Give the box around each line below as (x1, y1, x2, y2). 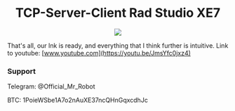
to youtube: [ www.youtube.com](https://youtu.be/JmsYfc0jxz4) (7, 48, 192, 57)
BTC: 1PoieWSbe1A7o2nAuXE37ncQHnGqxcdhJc (7, 96, 149, 105)
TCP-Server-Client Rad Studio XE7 (15, 5, 221, 21)
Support (7, 66, 36, 76)
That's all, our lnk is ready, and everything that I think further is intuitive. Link (7, 41, 229, 50)
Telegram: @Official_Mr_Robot (7, 82, 96, 91)
